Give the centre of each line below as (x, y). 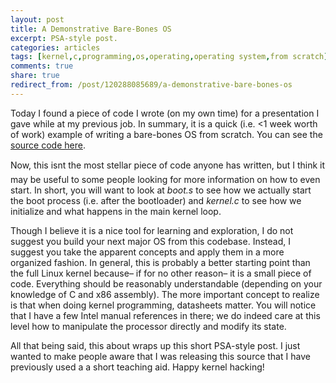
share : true (35, 76)
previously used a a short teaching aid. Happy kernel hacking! (137, 367)
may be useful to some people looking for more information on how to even (165, 179)
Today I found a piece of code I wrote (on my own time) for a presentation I (165, 113)
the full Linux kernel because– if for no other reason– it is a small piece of (161, 273)
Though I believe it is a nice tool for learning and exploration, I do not (152, 230)
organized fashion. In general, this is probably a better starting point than (160, 262)
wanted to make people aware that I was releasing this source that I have (160, 356)
